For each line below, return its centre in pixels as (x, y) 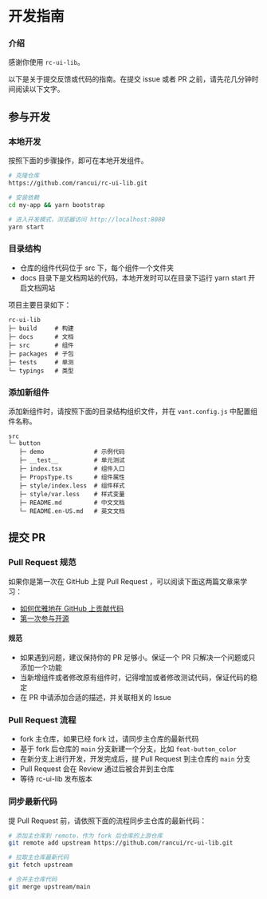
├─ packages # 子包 (41, 354)
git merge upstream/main (49, 887)
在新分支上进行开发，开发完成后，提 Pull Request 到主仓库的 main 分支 (135, 759)
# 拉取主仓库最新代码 (39, 857)
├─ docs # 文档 (41, 336)
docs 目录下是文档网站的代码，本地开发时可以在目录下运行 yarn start (133, 277)
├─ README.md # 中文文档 (72, 503)
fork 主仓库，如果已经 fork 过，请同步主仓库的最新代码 (109, 739)
